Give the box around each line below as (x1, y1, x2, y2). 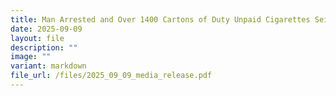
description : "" (10, 42, 78, 53)
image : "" (10, 52, 52, 62)
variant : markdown (10, 61, 87, 71)
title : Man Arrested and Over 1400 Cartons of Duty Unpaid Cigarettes (10, 14, 311, 25)
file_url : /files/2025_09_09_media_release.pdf (10, 71, 213, 81)
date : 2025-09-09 (10, 24, 83, 34)
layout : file (10, 33, 65, 43)
